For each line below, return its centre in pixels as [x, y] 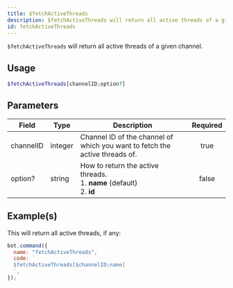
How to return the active [120, 165]
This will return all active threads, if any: [64, 232]
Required [207, 125]
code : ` [25, 259]
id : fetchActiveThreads [42, 26]
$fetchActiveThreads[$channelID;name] [70, 265]
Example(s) [32, 216]
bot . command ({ [28, 246]
